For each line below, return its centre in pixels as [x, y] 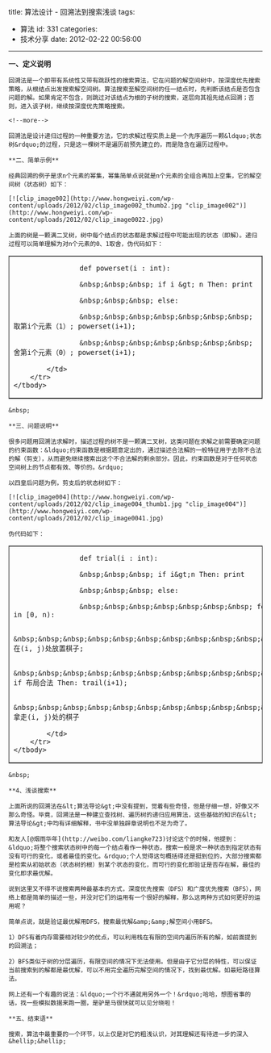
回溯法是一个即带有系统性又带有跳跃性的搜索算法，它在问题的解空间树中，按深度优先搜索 [134, 81]
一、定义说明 [29, 64]
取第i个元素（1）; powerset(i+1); [75, 326]
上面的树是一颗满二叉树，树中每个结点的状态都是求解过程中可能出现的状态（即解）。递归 [133, 236]
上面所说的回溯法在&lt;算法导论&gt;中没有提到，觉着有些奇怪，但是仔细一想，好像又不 [134, 806]
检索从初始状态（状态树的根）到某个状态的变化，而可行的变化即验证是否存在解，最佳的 [137, 865]
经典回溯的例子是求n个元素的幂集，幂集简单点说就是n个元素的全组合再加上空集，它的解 [132, 176]
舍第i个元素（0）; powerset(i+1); [75, 352]
